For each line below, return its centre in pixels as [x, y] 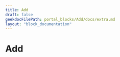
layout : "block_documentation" [39, 24]
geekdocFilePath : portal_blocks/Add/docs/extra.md [60, 19]
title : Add [17, 10]
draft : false [19, 15]
